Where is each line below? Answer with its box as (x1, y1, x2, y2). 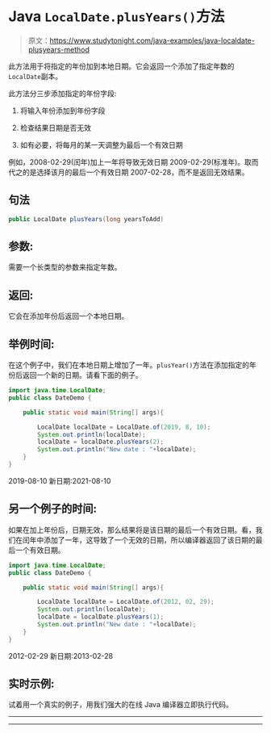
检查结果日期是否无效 (19, 123, 91, 132)
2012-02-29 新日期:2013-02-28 (8, 651, 114, 660)
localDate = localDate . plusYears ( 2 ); (37, 438, 164, 446)
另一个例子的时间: (8, 502, 98, 516)
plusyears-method (27, 44, 90, 54)
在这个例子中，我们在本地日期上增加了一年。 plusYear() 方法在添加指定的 (8, 360, 250, 370)
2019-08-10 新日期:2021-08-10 (8, 475, 111, 485)
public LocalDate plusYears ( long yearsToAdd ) (8, 215, 164, 223)
